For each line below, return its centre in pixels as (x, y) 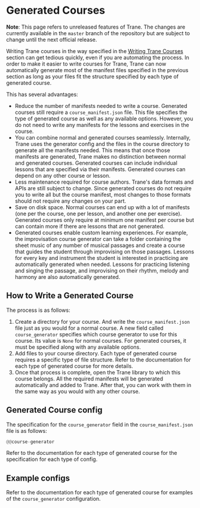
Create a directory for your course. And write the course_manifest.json (102, 321)
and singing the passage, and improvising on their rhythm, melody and (102, 270)
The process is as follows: (38, 310)
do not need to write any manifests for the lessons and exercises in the (102, 125)
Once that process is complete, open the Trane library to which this (98, 372)
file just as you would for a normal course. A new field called (89, 328)
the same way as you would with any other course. (77, 391)
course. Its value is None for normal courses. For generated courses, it (101, 340)
